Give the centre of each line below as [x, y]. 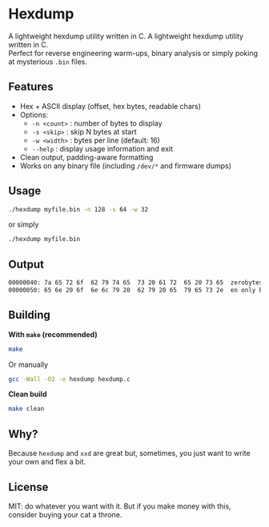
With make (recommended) [53, 334]
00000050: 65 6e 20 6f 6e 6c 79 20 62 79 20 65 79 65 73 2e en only [132, 290]
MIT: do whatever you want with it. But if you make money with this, [120, 506]
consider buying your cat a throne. [65, 514]
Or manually [28, 364]
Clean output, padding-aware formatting [86, 157]
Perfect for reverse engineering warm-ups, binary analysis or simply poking [133, 53]
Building [29, 315]
